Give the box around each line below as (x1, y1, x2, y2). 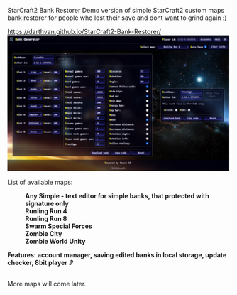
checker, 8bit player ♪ (7, 258, 74, 267)
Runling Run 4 (25, 206, 67, 215)
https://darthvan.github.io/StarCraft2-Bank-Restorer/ (7, 28, 162, 36)
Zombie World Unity (25, 237, 86, 245)
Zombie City (25, 229, 62, 237)
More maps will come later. (7, 279, 87, 288)
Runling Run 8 (25, 214, 67, 222)
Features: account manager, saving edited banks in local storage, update (7, 250, 227, 259)
